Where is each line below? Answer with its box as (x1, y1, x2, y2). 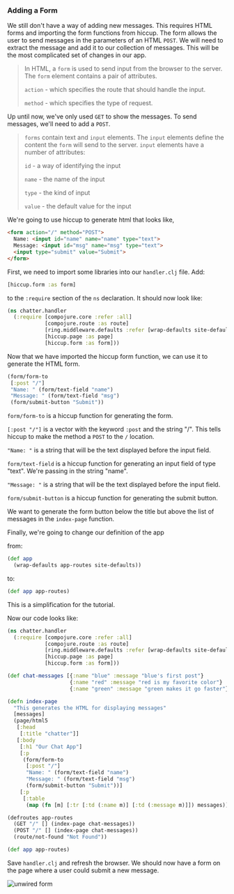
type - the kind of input (24, 189, 91, 197)
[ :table (22, 795, 45, 802)
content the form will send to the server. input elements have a (24, 141, 204, 149)
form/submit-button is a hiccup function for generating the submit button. (7, 494, 218, 502)
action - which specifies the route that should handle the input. (24, 86, 206, 94)
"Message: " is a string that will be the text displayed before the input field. (7, 480, 221, 489)
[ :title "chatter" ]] (19, 730, 79, 737)
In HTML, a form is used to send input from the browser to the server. (24, 65, 223, 73)
